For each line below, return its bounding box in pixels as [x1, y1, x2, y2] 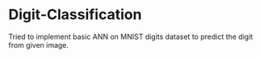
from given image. [8, 40, 69, 49]
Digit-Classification [8, 6, 142, 24]
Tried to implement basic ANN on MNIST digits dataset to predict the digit [8, 32, 254, 41]
